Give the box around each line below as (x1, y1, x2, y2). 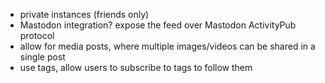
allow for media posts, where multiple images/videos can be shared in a (19, 40, 316, 52)
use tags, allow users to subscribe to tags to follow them (19, 62, 253, 73)
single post (19, 51, 66, 63)
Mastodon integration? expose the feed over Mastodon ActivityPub (19, 19, 297, 31)
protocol (19, 30, 55, 41)
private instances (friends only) (19, 9, 150, 20)
